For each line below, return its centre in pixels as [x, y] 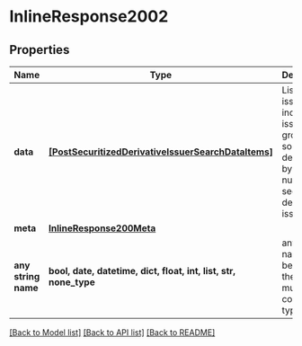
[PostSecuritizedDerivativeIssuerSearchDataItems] [160, 152]
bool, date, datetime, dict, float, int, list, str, [142, 271]
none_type [72, 282]
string [27, 276]
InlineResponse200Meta [102, 228]
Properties [40, 50]
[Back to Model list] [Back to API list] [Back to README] [112, 333]
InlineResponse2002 [89, 17]
